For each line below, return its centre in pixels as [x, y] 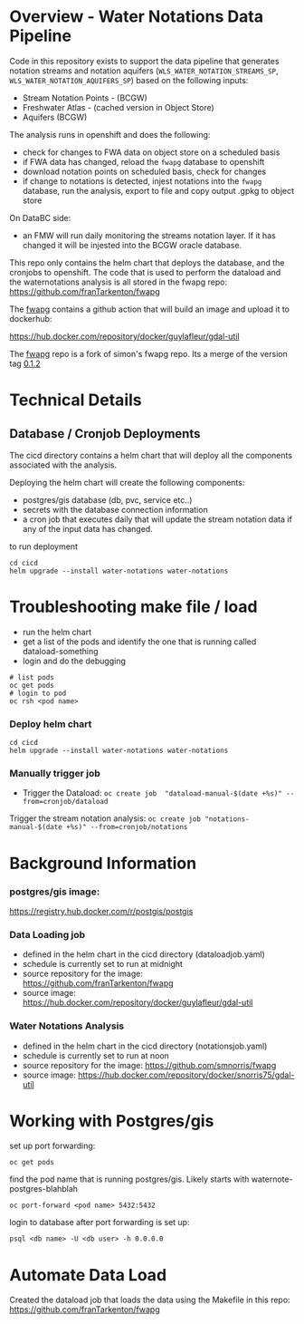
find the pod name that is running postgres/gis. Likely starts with [129, 1179]
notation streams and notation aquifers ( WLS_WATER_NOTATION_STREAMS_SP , [144, 71]
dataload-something [60, 651]
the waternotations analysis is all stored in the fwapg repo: [119, 282]
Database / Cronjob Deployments [105, 434]
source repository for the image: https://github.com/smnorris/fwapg [149, 1065]
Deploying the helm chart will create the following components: [127, 482]
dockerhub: [31, 318]
